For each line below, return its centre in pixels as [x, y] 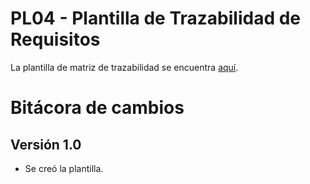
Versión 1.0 [46, 144]
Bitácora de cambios [97, 108]
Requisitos [55, 39]
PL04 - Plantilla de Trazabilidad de [156, 18]
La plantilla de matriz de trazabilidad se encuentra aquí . [124, 67]
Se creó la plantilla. [64, 168]
